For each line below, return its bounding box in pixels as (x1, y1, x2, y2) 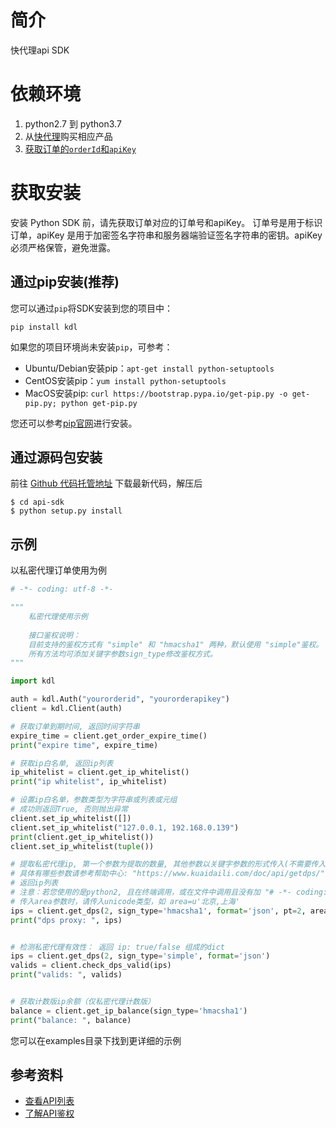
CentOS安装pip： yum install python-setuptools (24, 374, 227, 386)
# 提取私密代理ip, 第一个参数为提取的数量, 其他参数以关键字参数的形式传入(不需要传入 (10, 859, 327, 870)
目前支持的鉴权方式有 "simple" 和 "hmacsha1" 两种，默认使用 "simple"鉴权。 (28, 639, 324, 650)
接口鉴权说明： (28, 630, 81, 640)
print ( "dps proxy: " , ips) (10, 915, 123, 925)
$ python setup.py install (10, 506, 123, 516)
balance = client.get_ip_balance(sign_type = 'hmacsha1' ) (10, 1006, 248, 1016)
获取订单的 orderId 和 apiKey (24, 142, 137, 155)
